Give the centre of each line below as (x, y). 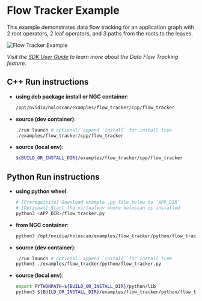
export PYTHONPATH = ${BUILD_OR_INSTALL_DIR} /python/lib (86, 287)
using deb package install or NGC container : (72, 96)
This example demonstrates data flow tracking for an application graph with (100, 27)
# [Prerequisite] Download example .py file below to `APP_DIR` (98, 202)
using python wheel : (41, 191)
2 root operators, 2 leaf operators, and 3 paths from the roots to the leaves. (100, 33)
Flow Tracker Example (63, 11)
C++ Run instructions (48, 82)
